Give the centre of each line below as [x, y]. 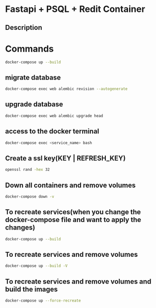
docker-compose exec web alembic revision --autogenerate [66, 89]
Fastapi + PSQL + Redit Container [75, 9]
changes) [20, 228]
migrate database [33, 77]
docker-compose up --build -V [37, 266]
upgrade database [34, 105]
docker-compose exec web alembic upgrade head [54, 116]
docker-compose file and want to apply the [73, 220]
